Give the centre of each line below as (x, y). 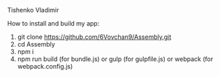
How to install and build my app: (53, 23)
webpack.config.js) (45, 66)
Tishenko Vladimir (33, 10)
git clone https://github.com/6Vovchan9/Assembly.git (94, 37)
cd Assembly (36, 44)
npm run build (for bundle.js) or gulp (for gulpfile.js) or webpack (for (115, 59)
